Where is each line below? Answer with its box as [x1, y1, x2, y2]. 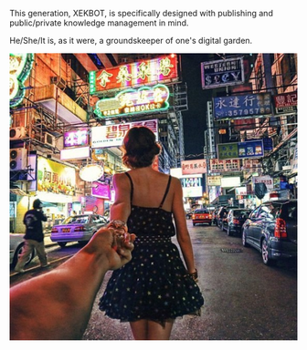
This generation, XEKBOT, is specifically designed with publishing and [9, 8, 274, 18]
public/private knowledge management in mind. [9, 17, 189, 28]
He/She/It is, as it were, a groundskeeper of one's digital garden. [9, 36, 253, 46]
